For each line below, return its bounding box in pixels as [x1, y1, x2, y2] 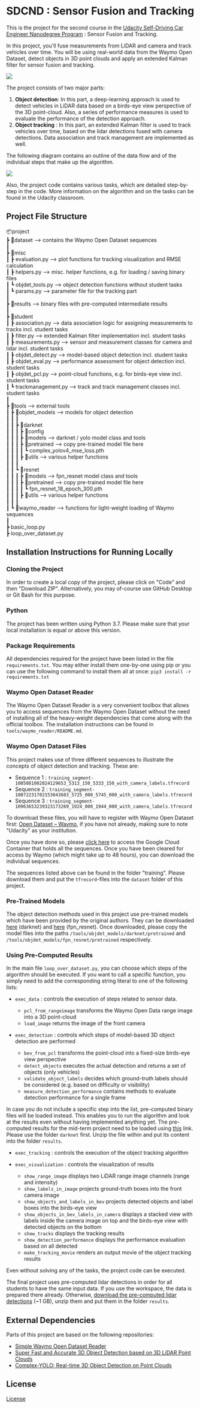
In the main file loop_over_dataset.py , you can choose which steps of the [6, 964, 187, 972]
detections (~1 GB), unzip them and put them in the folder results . [6, 1298, 169, 1305]
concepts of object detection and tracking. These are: [6, 762, 139, 769]
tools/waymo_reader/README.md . [6, 727, 83, 735]
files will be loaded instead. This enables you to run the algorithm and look [6, 1112, 190, 1119]
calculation [6, 262, 34, 269]
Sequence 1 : [14, 774, 47, 781]
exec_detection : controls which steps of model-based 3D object [14, 1031, 175, 1039]
